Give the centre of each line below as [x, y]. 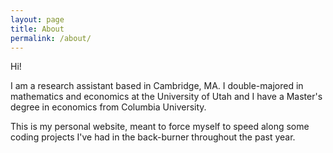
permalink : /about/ [51, 38]
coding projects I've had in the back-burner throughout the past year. [153, 137]
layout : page [37, 19]
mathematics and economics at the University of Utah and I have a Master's [166, 97]
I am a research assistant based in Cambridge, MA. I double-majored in [157, 86]
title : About [37, 29]
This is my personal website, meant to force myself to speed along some [160, 127]
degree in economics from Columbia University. [108, 107]
